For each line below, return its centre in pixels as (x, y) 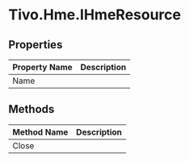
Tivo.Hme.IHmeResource (95, 15)
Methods (31, 109)
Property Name (42, 67)
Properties (36, 45)
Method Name (40, 132)
